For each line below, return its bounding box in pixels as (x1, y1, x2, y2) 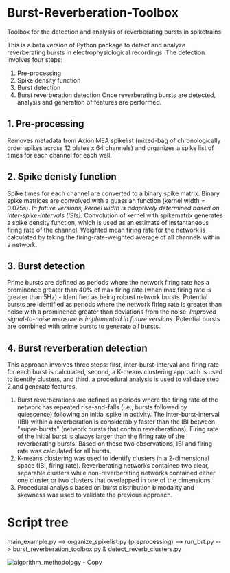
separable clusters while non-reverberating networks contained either (16, 469, 216, 477)
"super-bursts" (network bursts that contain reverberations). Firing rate (16, 425, 219, 433)
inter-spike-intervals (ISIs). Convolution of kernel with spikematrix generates (7, 211, 223, 219)
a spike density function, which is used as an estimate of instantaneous (7, 218, 209, 226)
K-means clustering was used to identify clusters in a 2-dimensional (16, 454, 209, 462)
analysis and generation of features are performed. (16, 98, 162, 106)
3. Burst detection (7, 260, 86, 272)
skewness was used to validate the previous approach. (16, 490, 173, 499)
